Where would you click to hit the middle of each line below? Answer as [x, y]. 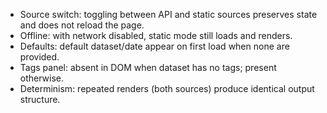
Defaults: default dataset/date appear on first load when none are [154, 46]
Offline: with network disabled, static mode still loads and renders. [156, 35]
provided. [39, 57]
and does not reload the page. [82, 25]
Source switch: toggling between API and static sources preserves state [168, 14]
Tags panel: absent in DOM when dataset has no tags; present [148, 67]
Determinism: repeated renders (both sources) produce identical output [167, 88]
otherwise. [42, 78]
